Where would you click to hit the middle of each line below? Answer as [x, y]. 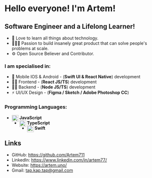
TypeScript [38, 123]
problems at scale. [30, 48]
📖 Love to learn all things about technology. [55, 38]
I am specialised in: [28, 66]
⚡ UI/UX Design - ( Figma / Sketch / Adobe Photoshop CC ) [70, 92]
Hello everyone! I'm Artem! [60, 9]
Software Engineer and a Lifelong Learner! [70, 27]
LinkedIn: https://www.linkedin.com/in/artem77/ [59, 160]
